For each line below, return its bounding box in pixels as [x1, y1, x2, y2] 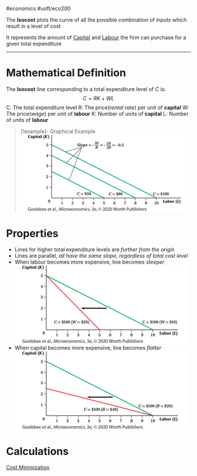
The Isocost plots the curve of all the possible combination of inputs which [6, 16, 187, 23]
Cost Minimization [6, 464, 50, 471]
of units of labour [6, 116, 49, 123]
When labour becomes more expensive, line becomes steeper [14, 258, 165, 266]
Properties [6, 227, 59, 240]
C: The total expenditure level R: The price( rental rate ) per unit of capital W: [6, 104, 189, 111]
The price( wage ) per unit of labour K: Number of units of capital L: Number [6, 110, 189, 117]
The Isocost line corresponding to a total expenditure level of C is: [6, 85, 166, 93]
